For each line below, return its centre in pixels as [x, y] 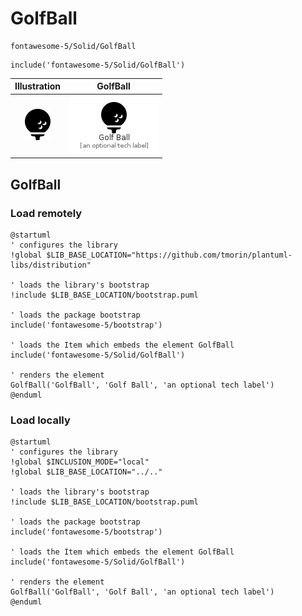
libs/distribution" [51, 265]
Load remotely [46, 213]
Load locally [40, 420]
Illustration [38, 86]
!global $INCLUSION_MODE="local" [80, 462]
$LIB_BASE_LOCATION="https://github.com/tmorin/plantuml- [169, 255]
